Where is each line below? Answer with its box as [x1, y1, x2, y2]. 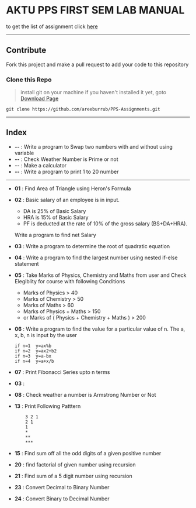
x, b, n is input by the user [14, 331, 78, 338]
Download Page [20, 95, 59, 102]
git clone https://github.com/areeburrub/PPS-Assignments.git [6, 107, 160, 112]
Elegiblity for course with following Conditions [14, 277, 125, 284]
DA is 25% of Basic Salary [23, 207, 86, 214]
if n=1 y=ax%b [14, 343, 52, 349]
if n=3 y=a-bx [14, 353, 52, 359]
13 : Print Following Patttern [14, 402, 81, 410]
